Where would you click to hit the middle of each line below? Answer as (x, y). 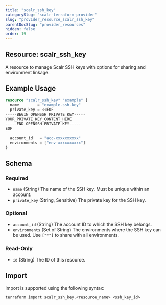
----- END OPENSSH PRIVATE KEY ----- (43, 124)
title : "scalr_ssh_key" (31, 10)
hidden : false (20, 29)
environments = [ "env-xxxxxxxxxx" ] (48, 143)
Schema (19, 164)
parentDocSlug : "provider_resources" (45, 24)
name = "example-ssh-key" (45, 105)
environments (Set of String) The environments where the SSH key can (87, 230)
